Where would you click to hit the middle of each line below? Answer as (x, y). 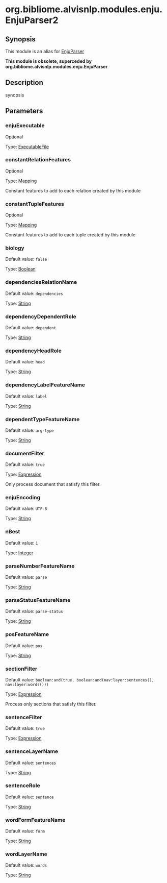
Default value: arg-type (30, 430)
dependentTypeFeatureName (43, 419)
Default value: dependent (31, 327)
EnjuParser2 (32, 20)
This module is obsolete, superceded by (49, 61)
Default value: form (25, 831)
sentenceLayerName (32, 751)
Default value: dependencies (34, 293)
